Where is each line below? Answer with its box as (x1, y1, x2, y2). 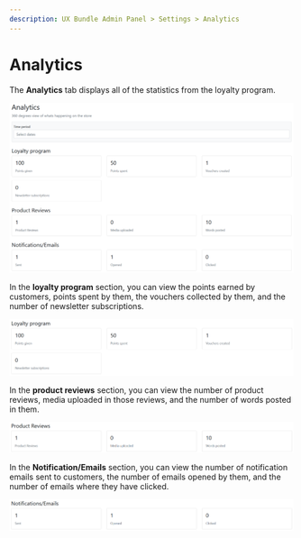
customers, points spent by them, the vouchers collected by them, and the (9, 291, 286, 302)
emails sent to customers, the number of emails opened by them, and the (9, 471, 281, 482)
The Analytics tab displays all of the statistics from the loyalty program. (9, 84, 277, 95)
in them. (9, 404, 40, 415)
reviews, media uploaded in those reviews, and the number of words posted (9, 395, 292, 406)
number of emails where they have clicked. (9, 481, 169, 492)
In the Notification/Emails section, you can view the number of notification (9, 462, 288, 473)
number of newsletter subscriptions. (9, 301, 144, 312)
